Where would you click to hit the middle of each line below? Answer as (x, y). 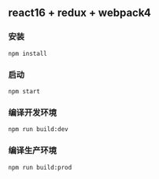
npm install (28, 53)
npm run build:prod (40, 167)
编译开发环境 (33, 112)
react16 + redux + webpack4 (79, 13)
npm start (24, 91)
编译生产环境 (33, 151)
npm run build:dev (38, 130)
